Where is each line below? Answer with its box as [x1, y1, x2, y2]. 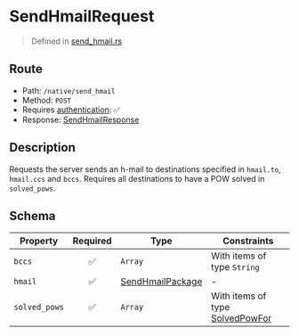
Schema [9, 208, 56, 224]
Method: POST [21, 94, 72, 105]
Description [9, 140, 76, 155]
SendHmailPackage [120, 275, 203, 288]
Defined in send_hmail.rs [30, 36, 123, 46]
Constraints [222, 234, 274, 247]
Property [19, 234, 59, 247]
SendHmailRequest [9, 6, 155, 27]
